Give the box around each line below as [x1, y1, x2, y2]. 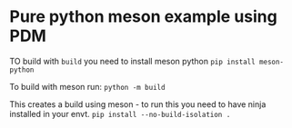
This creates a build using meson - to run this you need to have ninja [9, 98, 267, 110]
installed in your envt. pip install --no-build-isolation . [9, 108, 231, 119]
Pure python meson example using [9, 6, 277, 27]
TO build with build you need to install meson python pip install [9, 55, 257, 66]
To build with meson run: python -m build [9, 81, 166, 92]
